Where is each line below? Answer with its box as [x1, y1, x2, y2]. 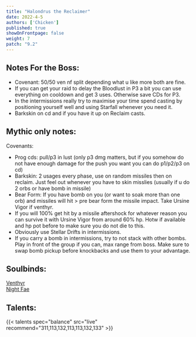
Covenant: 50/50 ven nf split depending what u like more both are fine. [14, 79, 186, 86]
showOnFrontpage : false [6, 30, 65, 36]
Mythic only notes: [6, 127, 76, 137]
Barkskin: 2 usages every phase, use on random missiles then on [14, 172, 172, 179]
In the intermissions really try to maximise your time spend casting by [14, 97, 183, 104]
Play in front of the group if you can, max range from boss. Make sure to [14, 241, 190, 248]
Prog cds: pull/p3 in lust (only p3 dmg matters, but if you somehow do [14, 154, 184, 161]
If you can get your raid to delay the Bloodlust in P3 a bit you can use [14, 84, 182, 91]
